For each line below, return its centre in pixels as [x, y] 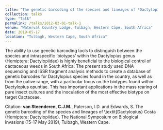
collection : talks [24, 14]
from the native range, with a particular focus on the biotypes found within [79, 81]
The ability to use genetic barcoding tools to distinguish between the [73, 50]
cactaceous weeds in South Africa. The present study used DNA [70, 66]
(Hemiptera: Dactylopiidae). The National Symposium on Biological [72, 117]
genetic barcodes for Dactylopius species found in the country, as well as [79, 76]
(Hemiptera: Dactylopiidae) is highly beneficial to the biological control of [78, 61]
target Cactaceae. [23, 97]
